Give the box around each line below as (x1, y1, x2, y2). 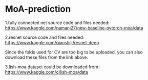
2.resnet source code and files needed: (5, 34, 85, 40)
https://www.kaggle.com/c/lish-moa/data (5, 69, 88, 75)
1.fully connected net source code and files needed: (5, 20, 110, 26)
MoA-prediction (5, 3, 71, 15)
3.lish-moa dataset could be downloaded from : (5, 64, 101, 70)
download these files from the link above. (5, 54, 88, 60)
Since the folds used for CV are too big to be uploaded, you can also (5, 49, 143, 55)
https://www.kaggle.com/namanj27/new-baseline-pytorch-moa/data (5, 25, 143, 30)
